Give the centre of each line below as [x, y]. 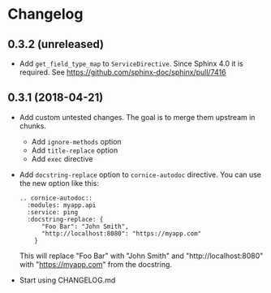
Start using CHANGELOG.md [67, 280]
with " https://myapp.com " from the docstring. [95, 264]
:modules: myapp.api [62, 205]
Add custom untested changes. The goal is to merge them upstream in [137, 117]
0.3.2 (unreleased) [56, 44]
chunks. [32, 126]
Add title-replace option [75, 150]
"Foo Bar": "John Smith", [85, 226]
